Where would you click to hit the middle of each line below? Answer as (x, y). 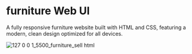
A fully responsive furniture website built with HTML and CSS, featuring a (96, 27)
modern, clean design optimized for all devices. (65, 33)
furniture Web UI (48, 11)
